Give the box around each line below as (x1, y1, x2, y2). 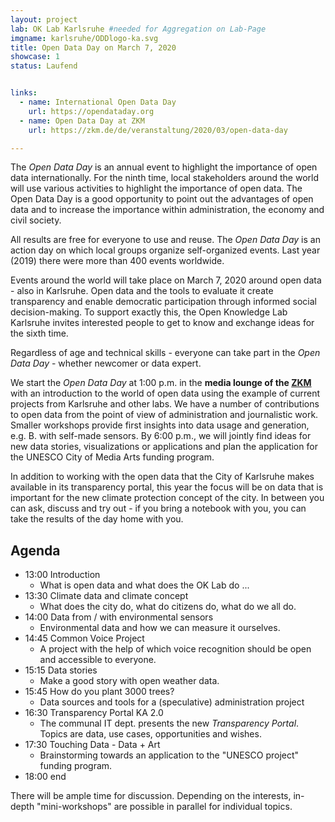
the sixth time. (10, 327, 69, 340)
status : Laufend (10, 61, 78, 71)
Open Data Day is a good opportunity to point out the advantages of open (10, 193, 314, 205)
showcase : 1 (10, 52, 60, 62)
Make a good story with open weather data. (39, 675, 220, 687)
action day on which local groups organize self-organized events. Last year (10, 244, 321, 256)
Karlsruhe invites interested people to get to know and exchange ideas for (10, 317, 315, 329)
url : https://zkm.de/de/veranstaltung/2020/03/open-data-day (28, 125, 288, 135)
